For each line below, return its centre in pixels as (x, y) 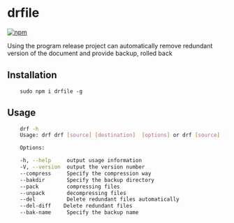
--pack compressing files (70, 187)
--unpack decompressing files (73, 193)
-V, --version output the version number (82, 167)
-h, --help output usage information (81, 161)
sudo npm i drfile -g (51, 91)
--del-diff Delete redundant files (76, 206)
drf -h (29, 129)
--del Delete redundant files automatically (100, 200)
